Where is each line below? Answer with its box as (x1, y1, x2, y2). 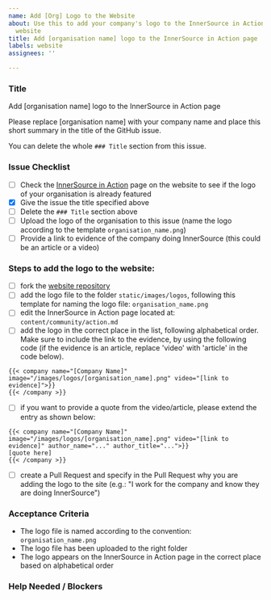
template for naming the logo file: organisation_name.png (19, 300, 209, 309)
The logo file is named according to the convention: (19, 526, 192, 535)
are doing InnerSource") (19, 488, 101, 497)
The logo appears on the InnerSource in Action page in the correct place (19, 552, 261, 561)
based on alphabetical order (19, 560, 115, 570)
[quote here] (8, 449, 52, 457)
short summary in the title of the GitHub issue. (8, 126, 161, 136)
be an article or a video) (19, 242, 100, 252)
